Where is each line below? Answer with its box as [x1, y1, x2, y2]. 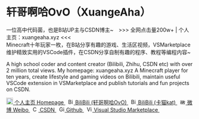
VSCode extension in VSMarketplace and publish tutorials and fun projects [6, 79, 189, 86]
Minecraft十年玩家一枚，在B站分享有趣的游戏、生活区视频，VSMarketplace [6, 41, 191, 48]
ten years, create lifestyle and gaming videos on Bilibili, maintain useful [6, 73, 181, 80]
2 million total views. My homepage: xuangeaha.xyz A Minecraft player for [6, 67, 189, 74]
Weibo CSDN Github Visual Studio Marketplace [13, 106, 158, 113]
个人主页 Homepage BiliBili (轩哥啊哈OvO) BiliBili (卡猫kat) [14, 99, 176, 106]
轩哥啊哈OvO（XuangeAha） [6, 5, 151, 19]
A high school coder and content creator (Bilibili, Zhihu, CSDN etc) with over [6, 60, 193, 67]
